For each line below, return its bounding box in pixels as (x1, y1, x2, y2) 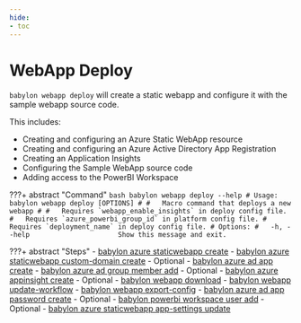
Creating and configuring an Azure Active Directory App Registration (22, 144, 277, 154)
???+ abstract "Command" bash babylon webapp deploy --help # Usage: (9, 189, 279, 200)
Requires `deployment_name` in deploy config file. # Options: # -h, (9, 223, 283, 231)
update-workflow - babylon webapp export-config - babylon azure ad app (9, 284, 285, 295)
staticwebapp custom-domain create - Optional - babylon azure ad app (9, 256, 274, 266)
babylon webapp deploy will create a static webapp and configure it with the (9, 90, 288, 100)
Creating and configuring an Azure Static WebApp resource (22, 134, 243, 144)
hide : (9, 13, 30, 22)
